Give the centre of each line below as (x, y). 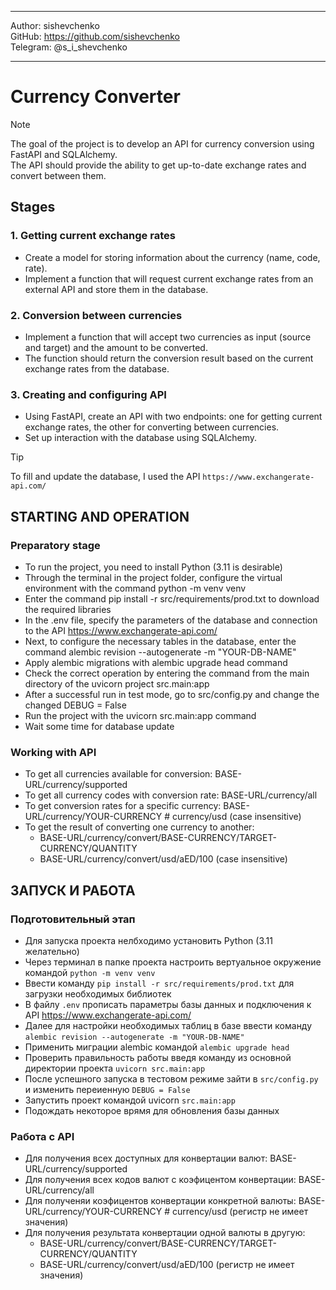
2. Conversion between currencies (96, 315)
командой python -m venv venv (90, 972)
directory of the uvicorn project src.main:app (117, 683)
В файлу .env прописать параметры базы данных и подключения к (168, 1004)
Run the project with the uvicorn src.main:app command (140, 715)
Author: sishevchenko (55, 25)
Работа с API (42, 1136)
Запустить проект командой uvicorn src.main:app (130, 1100)
